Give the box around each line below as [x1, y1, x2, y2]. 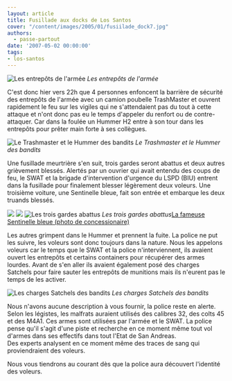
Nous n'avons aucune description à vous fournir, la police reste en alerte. [7, 302, 216, 310]
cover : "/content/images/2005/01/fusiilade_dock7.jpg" [7, 23, 169, 30]
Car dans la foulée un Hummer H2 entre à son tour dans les [34, 117, 204, 126]
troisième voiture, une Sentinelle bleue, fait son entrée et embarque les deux [7, 188, 225, 196]
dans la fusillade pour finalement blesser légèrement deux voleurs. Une [7, 181, 211, 189]
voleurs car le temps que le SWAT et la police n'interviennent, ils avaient [7, 246, 213, 254]
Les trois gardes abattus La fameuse [101, 210, 206, 219]
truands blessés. [7, 196, 55, 204]
